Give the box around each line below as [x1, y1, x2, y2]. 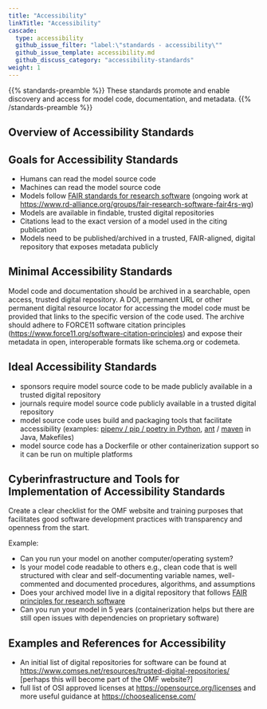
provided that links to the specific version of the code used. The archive [8, 311, 245, 321]
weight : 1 [8, 64, 41, 72]
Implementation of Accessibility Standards [8, 485, 226, 498]
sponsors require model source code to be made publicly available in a [19, 381, 253, 391]
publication [19, 224, 57, 234]
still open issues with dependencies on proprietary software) [19, 613, 220, 623]
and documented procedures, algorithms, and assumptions [61, 580, 256, 589]
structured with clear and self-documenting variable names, [19, 571, 218, 580]
